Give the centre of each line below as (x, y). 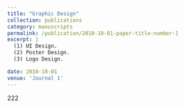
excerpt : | (23, 40)
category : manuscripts (40, 26)
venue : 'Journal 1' (35, 78)
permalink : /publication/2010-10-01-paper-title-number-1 (93, 33)
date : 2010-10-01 (32, 71)
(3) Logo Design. (39, 59)
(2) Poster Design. (42, 53)
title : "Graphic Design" (43, 14)
